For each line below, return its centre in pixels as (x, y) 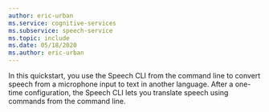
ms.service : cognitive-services (62, 23)
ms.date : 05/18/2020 (43, 46)
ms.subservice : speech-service (61, 30)
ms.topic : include (39, 38)
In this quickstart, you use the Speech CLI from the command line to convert (134, 76)
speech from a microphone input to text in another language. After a (121, 84)
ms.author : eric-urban (46, 53)
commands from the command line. (67, 101)
